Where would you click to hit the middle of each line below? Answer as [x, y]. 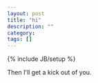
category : [21, 33]
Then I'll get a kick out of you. [49, 73]
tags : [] [20, 39]
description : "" [30, 26]
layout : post [26, 13]
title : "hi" [24, 20]
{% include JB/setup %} [41, 59]
